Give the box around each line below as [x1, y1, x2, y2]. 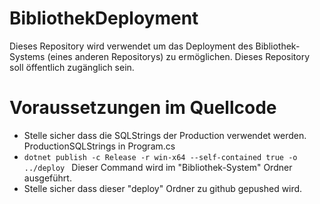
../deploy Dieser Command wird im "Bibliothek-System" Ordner [23, 161, 293, 173]
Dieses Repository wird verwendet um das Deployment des [9, 40, 254, 52]
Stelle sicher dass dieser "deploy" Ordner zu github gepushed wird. [23, 182, 303, 194]
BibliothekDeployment [9, 7, 199, 30]
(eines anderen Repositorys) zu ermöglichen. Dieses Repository [47, 50, 311, 62]
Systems [9, 50, 46, 62]
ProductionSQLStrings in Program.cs [23, 140, 176, 152]
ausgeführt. [23, 172, 72, 184]
